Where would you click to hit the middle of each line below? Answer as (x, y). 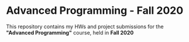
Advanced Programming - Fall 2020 (95, 11)
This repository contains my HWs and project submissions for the (85, 26)
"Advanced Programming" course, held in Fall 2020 (70, 32)
